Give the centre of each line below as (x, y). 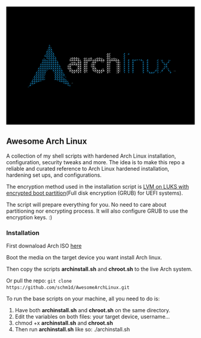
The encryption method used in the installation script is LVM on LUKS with (98, 186)
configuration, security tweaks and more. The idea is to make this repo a (95, 162)
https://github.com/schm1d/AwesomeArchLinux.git (68, 288)
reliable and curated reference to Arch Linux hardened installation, (88, 168)
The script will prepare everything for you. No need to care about (86, 204)
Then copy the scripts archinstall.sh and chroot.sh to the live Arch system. (99, 269)
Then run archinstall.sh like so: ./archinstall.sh (72, 330)
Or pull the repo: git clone (39, 281)
